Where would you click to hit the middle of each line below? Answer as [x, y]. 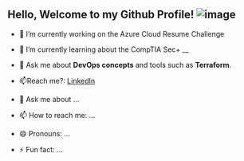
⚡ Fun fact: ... [41, 149]
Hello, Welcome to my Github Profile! [101, 15]
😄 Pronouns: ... [45, 133]
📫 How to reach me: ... [57, 115]
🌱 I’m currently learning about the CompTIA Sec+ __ [104, 49]
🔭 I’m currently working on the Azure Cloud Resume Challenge [122, 33]
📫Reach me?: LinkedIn [57, 80]
